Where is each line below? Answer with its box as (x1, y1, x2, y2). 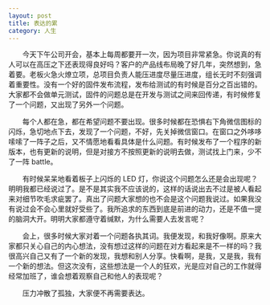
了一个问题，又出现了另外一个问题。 (8, 100, 129, 109)
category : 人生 (8, 26, 57, 35)
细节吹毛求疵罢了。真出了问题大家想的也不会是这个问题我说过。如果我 (22, 194, 255, 204)
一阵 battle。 (14, 157, 58, 167)
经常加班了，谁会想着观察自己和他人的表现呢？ (8, 271, 163, 281)
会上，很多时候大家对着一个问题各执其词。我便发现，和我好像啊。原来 (22, 231, 255, 241)
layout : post (8, 11, 52, 20)
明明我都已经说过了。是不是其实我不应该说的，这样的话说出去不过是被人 (8, 184, 247, 193)
